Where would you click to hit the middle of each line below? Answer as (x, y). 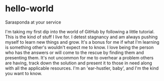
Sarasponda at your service (33, 22)
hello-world (30, 9)
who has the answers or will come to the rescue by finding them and (75, 53)
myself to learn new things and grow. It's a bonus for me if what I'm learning (82, 42)
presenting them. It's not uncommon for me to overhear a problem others (79, 57)
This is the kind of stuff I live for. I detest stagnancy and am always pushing (82, 37)
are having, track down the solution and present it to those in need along (79, 63)
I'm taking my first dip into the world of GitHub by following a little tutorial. (80, 31)
